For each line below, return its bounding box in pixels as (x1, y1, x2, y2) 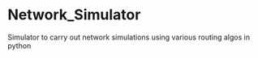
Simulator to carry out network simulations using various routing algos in (7, 32, 251, 42)
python (7, 40, 32, 50)
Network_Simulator (7, 6, 141, 24)
